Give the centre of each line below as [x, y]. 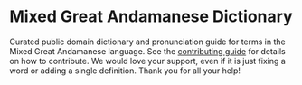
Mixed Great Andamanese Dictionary [151, 17]
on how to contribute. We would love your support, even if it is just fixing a [148, 61]
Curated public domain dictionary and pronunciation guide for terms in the [148, 42]
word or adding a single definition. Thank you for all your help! [125, 71]
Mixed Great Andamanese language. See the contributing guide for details [148, 51]
